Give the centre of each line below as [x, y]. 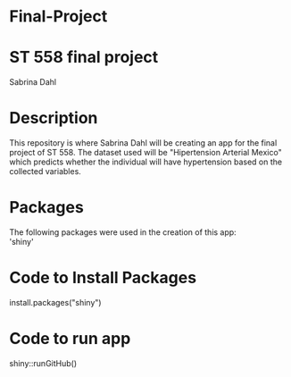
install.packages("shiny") [55, 302]
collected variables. [46, 172]
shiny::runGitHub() [43, 363]
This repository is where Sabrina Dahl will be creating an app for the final [143, 143]
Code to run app [70, 339]
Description [54, 118]
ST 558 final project [84, 58]
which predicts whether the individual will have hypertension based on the [146, 162]
